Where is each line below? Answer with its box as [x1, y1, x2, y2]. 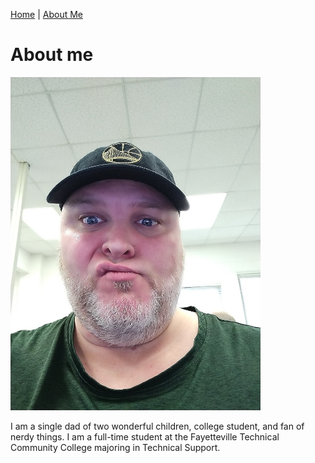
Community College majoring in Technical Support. [10, 442, 221, 454]
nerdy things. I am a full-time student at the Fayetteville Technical [10, 431, 280, 443]
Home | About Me [10, 9, 83, 20]
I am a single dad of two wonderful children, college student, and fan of [10, 420, 305, 433]
